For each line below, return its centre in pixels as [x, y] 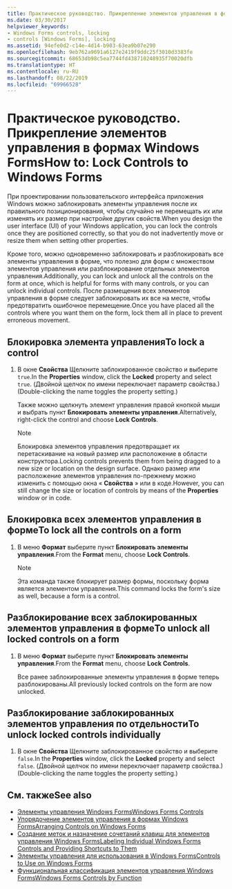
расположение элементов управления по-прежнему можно [106, 476]
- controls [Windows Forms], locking [61, 39]
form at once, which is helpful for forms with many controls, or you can [108, 284]
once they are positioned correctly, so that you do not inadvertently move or [115, 233]
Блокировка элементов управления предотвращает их [98, 446]
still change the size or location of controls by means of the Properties [118, 491]
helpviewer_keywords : [38, 26]
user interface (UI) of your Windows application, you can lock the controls [112, 226]
